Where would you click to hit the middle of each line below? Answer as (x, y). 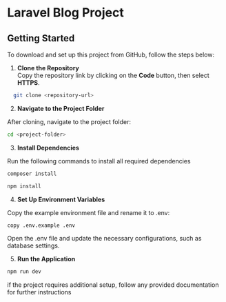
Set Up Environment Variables (61, 199)
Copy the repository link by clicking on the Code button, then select (113, 75)
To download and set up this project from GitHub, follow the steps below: (111, 54)
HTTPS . (28, 83)
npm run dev (24, 272)
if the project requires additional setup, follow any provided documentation (113, 285)
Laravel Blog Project (65, 13)
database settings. (33, 245)
